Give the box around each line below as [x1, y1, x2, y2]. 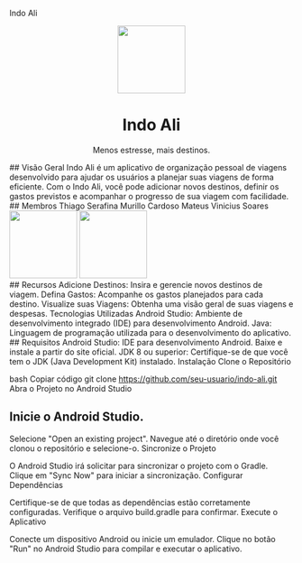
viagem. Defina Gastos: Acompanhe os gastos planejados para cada [9, 289, 264, 300]
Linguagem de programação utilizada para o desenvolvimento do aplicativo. [9, 327, 291, 337]
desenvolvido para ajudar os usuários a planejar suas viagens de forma [9, 171, 275, 182]
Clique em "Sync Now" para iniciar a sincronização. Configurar [9, 469, 243, 481]
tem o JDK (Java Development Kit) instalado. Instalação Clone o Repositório [9, 355, 291, 366]
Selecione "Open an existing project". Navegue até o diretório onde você [9, 433, 279, 444]
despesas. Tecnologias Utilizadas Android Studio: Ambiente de [9, 308, 243, 318]
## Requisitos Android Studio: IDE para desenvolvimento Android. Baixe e [9, 337, 283, 347]
